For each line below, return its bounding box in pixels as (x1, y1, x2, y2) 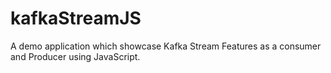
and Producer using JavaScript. (10, 50, 141, 62)
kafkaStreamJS (10, 7, 142, 30)
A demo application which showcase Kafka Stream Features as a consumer (10, 40, 322, 52)
